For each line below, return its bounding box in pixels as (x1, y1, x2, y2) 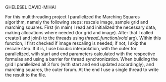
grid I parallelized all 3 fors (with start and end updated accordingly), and (5, 62, 155, 67)
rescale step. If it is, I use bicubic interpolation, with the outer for (5, 46, 137, 51)
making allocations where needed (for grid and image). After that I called (5, 30, 154, 35)
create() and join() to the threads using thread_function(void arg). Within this (5, 35, 161, 41)
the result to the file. (5, 72, 46, 78)
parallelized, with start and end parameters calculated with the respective (5, 51, 155, 57)
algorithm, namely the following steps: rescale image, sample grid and (5, 19, 149, 25)
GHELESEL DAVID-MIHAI (5, 4, 56, 10)
